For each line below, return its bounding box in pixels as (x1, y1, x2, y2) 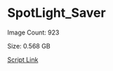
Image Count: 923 (7, 28, 60, 37)
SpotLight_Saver (7, 5, 107, 21)
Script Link (7, 55, 39, 64)
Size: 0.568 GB (7, 41, 51, 50)
